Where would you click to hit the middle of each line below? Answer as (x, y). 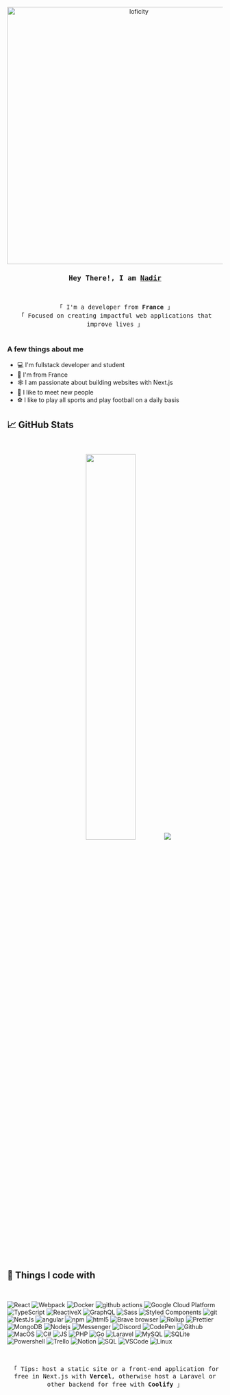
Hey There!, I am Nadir (115, 278)
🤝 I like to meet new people (55, 392)
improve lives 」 (115, 325)
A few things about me (46, 349)
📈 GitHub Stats (40, 424)
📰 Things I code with (51, 1275)
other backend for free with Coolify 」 (115, 1385)
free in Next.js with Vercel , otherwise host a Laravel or (115, 1376)
